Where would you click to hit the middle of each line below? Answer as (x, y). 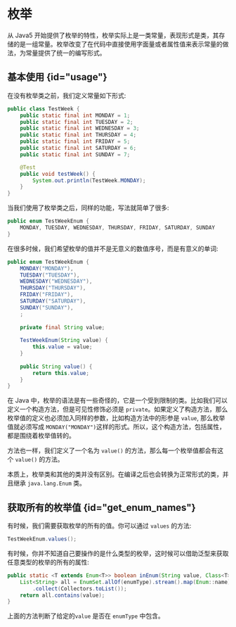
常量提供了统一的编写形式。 (66, 53)
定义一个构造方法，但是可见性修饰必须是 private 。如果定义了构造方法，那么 (118, 410)
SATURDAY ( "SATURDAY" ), (53, 301)
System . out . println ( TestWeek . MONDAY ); (89, 180)
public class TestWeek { (44, 109)
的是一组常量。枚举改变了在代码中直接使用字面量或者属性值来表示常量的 (118, 44)
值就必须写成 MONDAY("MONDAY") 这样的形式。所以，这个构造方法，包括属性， (117, 427)
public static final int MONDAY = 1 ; (75, 115)
